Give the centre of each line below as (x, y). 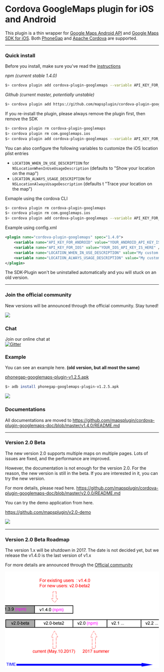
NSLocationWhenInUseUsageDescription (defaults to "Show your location (83, 168)
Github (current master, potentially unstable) (50, 95)
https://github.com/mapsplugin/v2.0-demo (48, 512)
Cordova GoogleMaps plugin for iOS (80, 9)
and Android (31, 19)
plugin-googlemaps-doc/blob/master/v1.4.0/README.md (62, 425)
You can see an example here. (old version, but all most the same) (72, 368)
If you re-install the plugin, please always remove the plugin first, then (75, 113)
